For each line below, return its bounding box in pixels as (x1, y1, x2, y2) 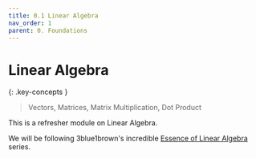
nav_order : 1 (8, 19, 52, 27)
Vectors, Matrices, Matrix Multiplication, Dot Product (27, 103, 202, 113)
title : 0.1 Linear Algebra (8, 11, 99, 20)
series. (8, 142, 30, 152)
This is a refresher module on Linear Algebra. (8, 118, 158, 128)
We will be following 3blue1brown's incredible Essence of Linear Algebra (8, 133, 249, 144)
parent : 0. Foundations (8, 26, 88, 34)
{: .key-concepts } (8, 87, 68, 97)
